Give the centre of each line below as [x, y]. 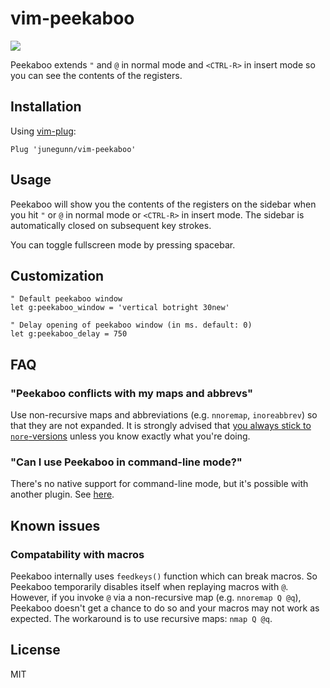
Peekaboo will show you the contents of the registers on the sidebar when [163, 204]
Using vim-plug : [43, 131]
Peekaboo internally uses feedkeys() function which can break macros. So [164, 576]
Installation [46, 107]
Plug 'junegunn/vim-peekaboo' [73, 149]
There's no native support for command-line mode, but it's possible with [159, 484]
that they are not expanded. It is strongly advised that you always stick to [161, 426]
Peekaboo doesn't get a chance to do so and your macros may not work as [165, 608]
